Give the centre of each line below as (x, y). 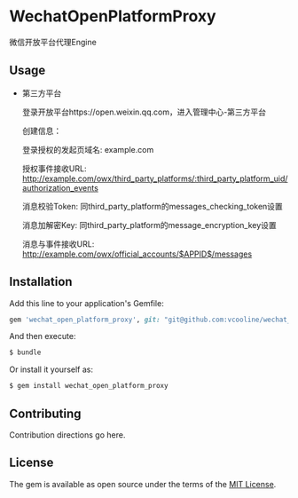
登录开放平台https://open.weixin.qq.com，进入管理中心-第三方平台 (144, 112)
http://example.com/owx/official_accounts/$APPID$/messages (137, 254)
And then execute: (43, 336)
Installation (41, 282)
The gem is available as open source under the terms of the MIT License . (143, 484)
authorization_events (60, 187)
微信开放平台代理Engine (53, 42)
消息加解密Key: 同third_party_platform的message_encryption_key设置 (149, 225)
